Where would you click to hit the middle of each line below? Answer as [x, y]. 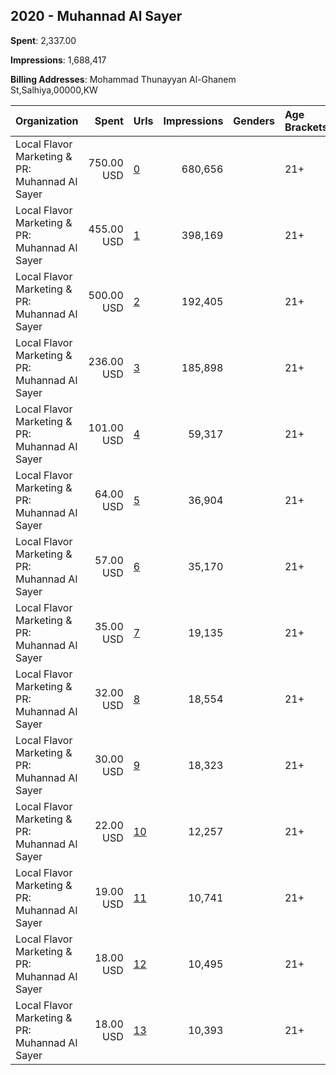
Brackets [306, 127]
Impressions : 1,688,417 [58, 60]
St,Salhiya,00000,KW [54, 90]
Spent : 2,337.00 [43, 40]
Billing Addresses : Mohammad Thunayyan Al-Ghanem [123, 79]
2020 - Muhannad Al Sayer [96, 16]
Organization [47, 121]
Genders [254, 121]
